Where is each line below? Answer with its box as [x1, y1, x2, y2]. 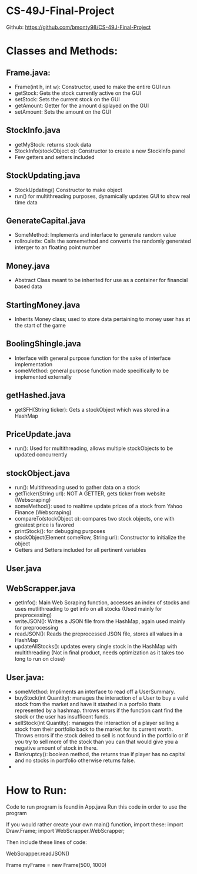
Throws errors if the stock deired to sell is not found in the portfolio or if [14, 732, 188, 739]
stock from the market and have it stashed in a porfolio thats [14, 701, 161, 708]
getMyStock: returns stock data [14, 141, 92, 148]
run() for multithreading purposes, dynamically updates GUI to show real [14, 193, 191, 200]
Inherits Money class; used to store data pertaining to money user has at [14, 316, 191, 322]
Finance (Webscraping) [14, 509, 72, 516]
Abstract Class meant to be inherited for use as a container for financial [14, 277, 188, 284]
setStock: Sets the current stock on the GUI [14, 95, 121, 102]
